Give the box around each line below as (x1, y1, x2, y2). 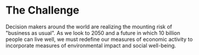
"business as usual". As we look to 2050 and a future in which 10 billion (5, 29, 181, 36)
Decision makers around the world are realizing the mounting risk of (5, 23, 172, 30)
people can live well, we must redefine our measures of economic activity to (5, 35, 193, 43)
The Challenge (5, 4, 80, 17)
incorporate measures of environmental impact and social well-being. (5, 42, 176, 49)
